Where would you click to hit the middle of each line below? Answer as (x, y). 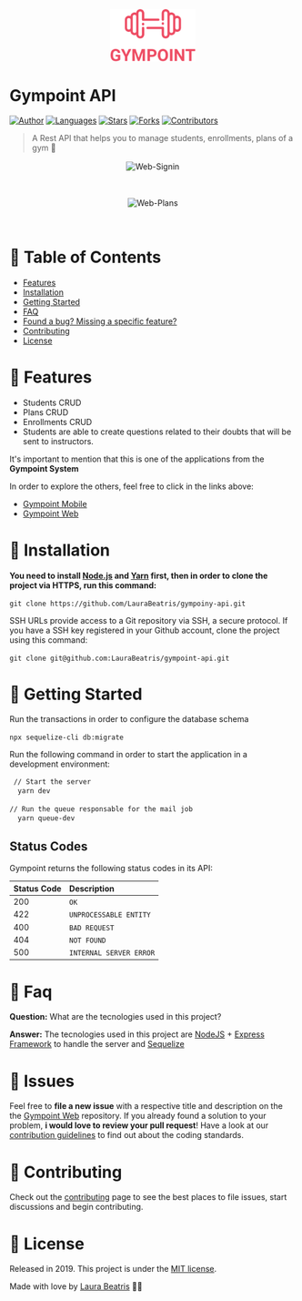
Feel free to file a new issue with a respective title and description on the (146, 1106)
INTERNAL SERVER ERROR (112, 953)
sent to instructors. (58, 441)
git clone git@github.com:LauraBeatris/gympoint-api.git (120, 658)
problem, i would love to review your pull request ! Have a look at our (139, 1125)
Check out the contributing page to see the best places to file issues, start (148, 1197)
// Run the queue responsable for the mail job (101, 809)
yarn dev (34, 791)
